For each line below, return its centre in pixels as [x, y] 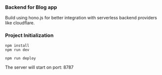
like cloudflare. [20, 23]
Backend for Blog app [31, 7]
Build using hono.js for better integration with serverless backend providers [81, 18]
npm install [17, 45]
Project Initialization [29, 35]
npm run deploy [21, 58]
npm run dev [17, 50]
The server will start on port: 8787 [39, 67]
